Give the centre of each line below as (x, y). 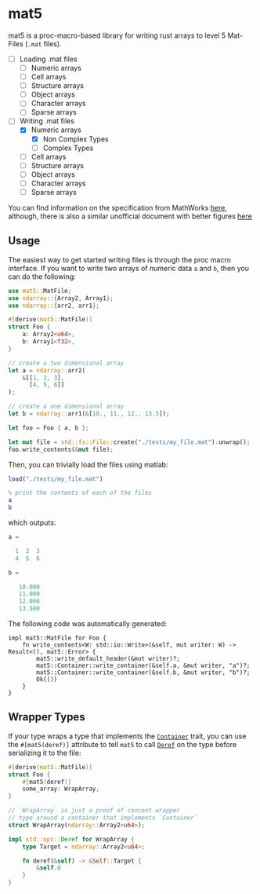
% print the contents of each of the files (80, 493)
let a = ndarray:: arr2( (47, 370)
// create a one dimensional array (66, 407)
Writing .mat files (47, 121)
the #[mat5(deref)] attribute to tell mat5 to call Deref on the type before (123, 744)
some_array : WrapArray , (61, 789)
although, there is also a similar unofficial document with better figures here (130, 216)
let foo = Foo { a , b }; (49, 428)
